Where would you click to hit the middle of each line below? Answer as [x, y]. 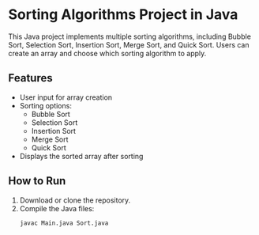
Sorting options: [46, 105]
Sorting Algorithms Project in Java [123, 15]
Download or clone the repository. [75, 200]
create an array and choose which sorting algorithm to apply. [107, 53]
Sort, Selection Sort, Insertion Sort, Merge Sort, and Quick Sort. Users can [129, 44]
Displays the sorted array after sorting [81, 156]
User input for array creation [66, 97]
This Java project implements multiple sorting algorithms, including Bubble [129, 36]
